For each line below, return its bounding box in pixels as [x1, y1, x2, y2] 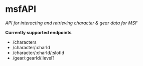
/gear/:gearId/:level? [12, 55, 55, 61]
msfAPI [5, 3, 37, 15]
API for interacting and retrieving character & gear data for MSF [5, 20, 138, 26]
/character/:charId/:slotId [12, 50, 64, 56]
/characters [12, 39, 37, 45]
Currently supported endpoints [5, 29, 72, 35]
